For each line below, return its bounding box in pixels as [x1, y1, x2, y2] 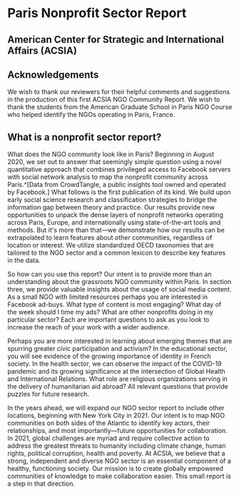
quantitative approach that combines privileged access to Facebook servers [7, 165, 231, 174]
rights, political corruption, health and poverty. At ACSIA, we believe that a [7, 449, 225, 458]
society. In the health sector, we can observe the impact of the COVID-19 [7, 359, 223, 368]
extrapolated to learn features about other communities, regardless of [7, 233, 213, 242]
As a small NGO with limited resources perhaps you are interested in [7, 292, 208, 301]
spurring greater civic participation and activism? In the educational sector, [7, 345, 228, 353]
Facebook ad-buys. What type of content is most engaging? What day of [7, 300, 222, 309]
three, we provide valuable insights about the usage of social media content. [7, 285, 232, 294]
